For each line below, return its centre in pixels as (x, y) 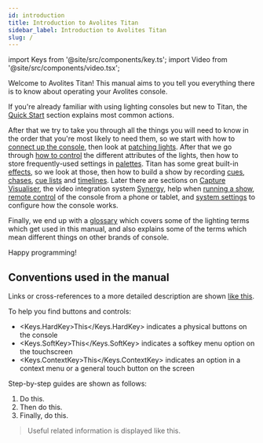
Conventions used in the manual (89, 277)
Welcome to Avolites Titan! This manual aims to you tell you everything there (131, 83)
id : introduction (37, 15)
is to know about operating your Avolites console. (88, 92)
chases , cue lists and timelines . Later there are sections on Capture (117, 181)
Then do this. (41, 407)
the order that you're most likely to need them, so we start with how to (122, 139)
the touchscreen (46, 352)
